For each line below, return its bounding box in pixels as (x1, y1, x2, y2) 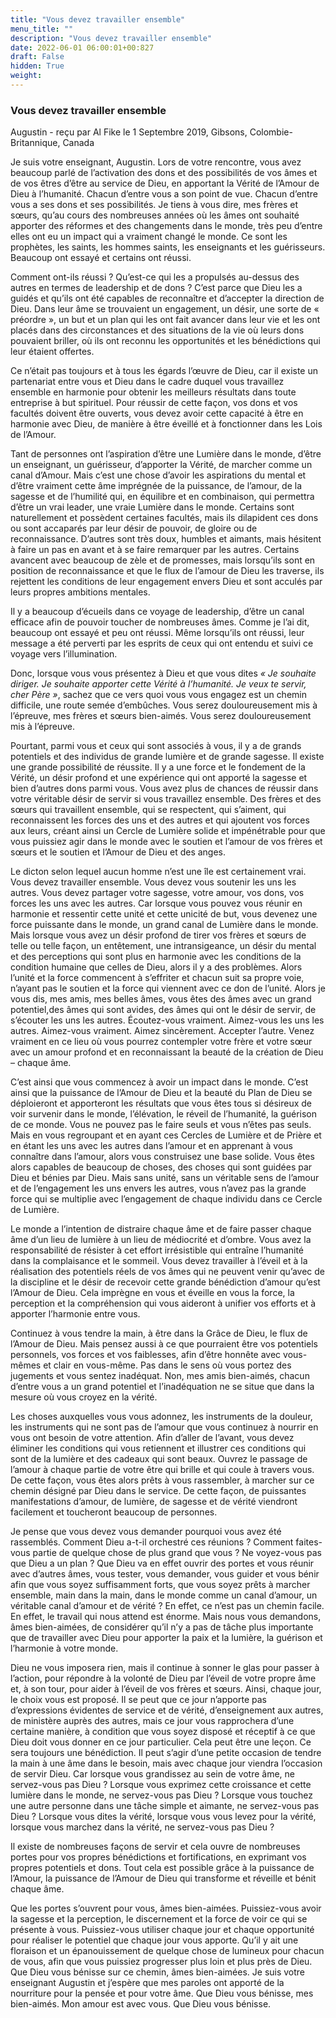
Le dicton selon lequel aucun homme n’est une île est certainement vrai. (10, 866, 307, 878)
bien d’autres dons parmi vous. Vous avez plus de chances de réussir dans (10, 782, 319, 795)
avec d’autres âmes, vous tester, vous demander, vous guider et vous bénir (10, 1568, 320, 1580)
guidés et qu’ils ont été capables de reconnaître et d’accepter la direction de (10, 292, 325, 305)
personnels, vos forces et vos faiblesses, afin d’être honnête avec (10, 1349, 282, 1361)
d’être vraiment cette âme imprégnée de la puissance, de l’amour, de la (10, 480, 303, 492)
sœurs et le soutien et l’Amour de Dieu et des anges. (10, 846, 227, 858)
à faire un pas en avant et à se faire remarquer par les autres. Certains (10, 544, 300, 556)
